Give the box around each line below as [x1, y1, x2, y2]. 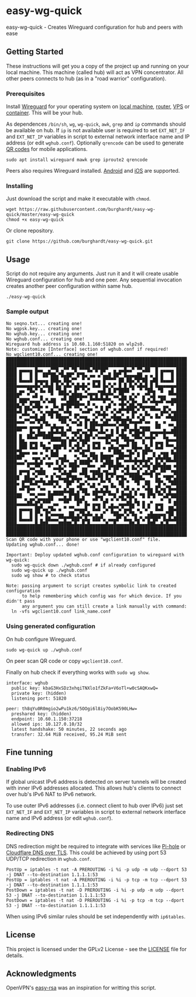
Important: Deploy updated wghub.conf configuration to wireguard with [6, 552, 184, 558]
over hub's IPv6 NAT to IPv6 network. [6, 791, 97, 798]
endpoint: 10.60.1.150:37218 [11, 716, 82, 722]
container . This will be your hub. [6, 109, 84, 116]
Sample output [6, 307, 49, 315]
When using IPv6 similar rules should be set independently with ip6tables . [6, 912, 186, 920]
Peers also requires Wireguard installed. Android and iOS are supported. [6, 167, 180, 174]
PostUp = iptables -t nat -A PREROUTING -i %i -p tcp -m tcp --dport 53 [6, 877, 187, 882]
